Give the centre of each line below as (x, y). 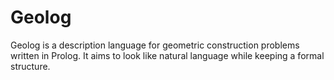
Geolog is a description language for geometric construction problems (155, 45)
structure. (30, 66)
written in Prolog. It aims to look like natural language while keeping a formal (167, 55)
